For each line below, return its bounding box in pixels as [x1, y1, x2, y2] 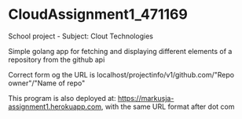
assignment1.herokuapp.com [8, 102, 102, 111]
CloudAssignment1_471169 [8, 5, 189, 23]
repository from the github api [8, 55, 105, 64]
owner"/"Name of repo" [8, 78, 86, 88]
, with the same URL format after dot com [101, 102, 235, 111]
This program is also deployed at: [8, 93, 116, 103]
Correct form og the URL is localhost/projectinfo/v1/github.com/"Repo [8, 70, 234, 79]
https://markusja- [117, 93, 174, 103]
